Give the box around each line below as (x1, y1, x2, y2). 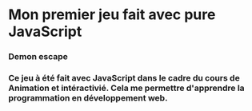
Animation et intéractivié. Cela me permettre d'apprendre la (8, 82, 246, 93)
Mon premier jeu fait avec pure (8, 6, 216, 24)
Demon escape (8, 51, 68, 62)
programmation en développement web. (8, 93, 168, 104)
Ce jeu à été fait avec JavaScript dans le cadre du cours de (8, 73, 240, 84)
